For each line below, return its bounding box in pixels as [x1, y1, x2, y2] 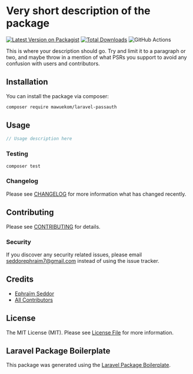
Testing [6, 150, 28, 158]
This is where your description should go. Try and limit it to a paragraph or [6, 47, 187, 54]
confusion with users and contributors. [6, 60, 100, 67]
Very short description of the [6, 4, 151, 18]
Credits [6, 275, 34, 285]
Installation [6, 77, 48, 87]
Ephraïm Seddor [14, 290, 55, 297]
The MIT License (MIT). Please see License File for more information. [6, 329, 174, 336]
